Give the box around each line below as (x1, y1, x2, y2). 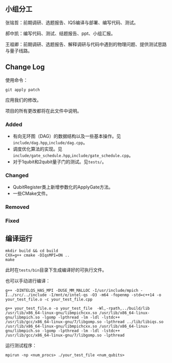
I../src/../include (5, 292, 47, 297)
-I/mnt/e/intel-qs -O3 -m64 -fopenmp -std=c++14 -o (49, 292, 161, 297)
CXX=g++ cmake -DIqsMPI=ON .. (5, 252, 70, 258)
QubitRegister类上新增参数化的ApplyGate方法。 (12, 184, 114, 190)
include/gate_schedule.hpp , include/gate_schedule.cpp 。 (12, 152, 134, 158)
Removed (5, 204, 30, 211)
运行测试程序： (5, 342, 37, 348)
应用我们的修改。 (5, 97, 41, 103)
